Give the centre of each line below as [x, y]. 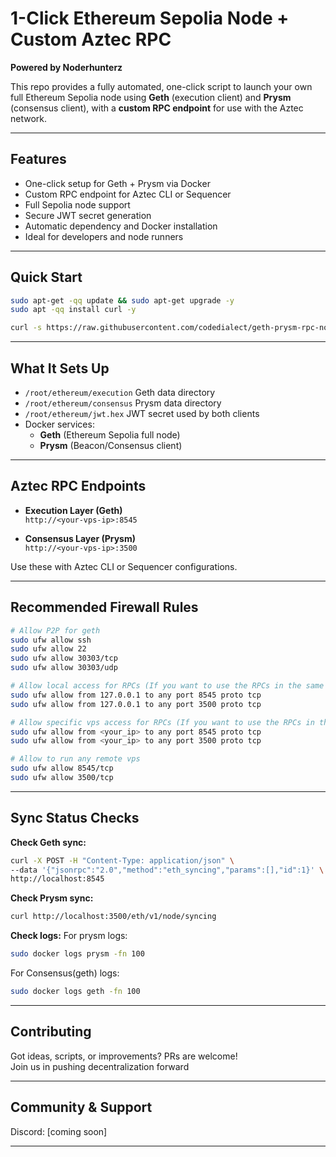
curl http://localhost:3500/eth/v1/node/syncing [113, 917]
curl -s [26, 328]
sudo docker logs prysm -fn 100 [77, 954]
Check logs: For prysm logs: [69, 936]
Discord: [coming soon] [59, 1131]
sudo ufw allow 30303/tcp [64, 658]
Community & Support [81, 1107]
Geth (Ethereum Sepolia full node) [110, 435]
